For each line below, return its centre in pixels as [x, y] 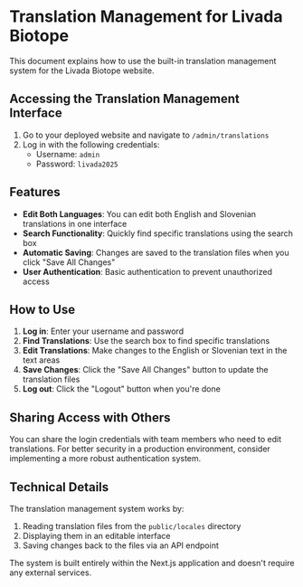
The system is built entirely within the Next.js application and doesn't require [152, 563]
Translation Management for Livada [146, 17]
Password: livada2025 [77, 164]
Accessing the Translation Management [124, 99]
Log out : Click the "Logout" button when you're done [122, 389]
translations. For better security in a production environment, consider [140, 449]
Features [35, 192]
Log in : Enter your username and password [103, 331]
